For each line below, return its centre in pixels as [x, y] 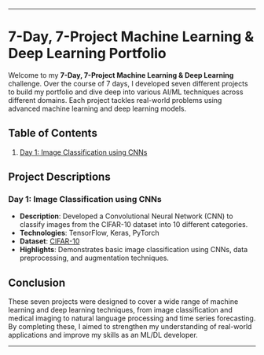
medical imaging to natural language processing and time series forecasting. [132, 318]
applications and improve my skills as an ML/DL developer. [103, 335]
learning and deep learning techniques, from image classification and [121, 310]
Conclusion [37, 282]
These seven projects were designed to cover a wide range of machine [123, 302]
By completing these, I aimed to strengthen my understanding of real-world [130, 327]
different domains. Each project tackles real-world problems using [115, 100]
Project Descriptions [60, 177]
